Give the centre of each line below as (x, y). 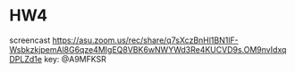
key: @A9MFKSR (76, 59)
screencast (30, 40)
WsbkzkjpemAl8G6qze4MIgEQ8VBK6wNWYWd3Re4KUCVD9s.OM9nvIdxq (148, 49)
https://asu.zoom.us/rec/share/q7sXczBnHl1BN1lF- (145, 40)
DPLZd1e (26, 59)
